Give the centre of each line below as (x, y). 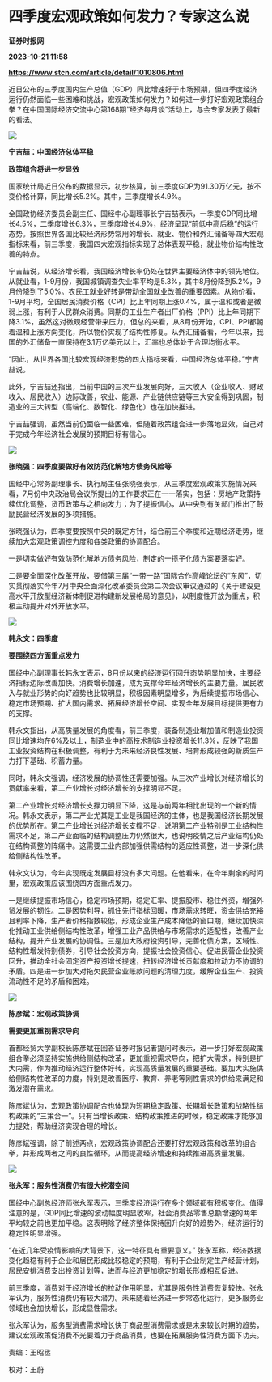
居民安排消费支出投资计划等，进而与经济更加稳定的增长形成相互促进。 (125, 1270)
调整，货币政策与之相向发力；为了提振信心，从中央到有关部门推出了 (143, 503)
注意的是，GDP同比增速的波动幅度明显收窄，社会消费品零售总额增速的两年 (133, 1212)
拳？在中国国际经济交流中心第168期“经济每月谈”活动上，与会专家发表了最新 (134, 109)
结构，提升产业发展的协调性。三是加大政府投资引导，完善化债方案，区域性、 (136, 940)
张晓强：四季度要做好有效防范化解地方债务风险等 (90, 466)
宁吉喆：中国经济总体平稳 (51, 151)
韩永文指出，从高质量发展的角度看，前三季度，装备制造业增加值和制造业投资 (136, 730)
